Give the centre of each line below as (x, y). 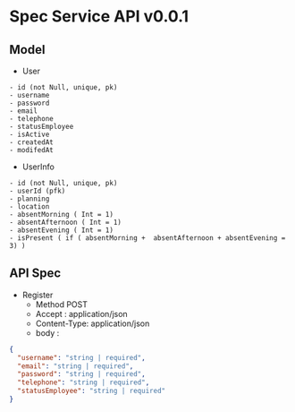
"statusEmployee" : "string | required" (92, 391)
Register (38, 295)
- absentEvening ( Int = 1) (62, 230)
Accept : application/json (81, 313)
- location (29, 207)
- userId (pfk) (38, 191)
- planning (29, 199)
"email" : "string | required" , (76, 366)
